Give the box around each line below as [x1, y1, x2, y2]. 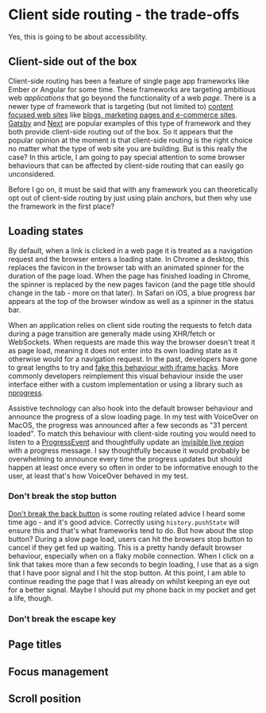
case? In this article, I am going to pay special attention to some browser [8, 152, 245, 162]
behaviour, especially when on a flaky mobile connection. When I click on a [8, 551, 254, 560]
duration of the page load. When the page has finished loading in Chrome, [8, 271, 251, 280]
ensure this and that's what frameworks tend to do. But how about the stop [8, 525, 254, 535]
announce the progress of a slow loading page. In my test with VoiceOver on [8, 411, 259, 421]
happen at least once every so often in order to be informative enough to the [8, 462, 259, 472]
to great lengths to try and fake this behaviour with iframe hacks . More [8, 362, 239, 372]
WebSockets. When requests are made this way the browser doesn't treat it [8, 337, 256, 347]
